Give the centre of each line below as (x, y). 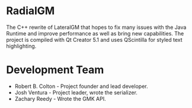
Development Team (55, 70)
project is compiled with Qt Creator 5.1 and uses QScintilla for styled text (94, 40)
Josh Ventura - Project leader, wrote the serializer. (76, 92)
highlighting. (21, 46)
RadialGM (31, 11)
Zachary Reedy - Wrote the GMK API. (60, 99)
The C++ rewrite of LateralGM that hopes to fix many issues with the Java (96, 27)
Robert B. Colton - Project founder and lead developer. (81, 86)
